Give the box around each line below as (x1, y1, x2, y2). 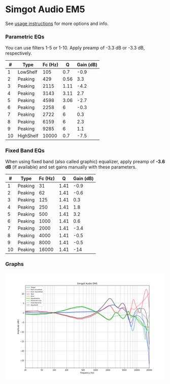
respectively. (5, 50, 32, 57)
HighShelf (17, 133, 39, 139)
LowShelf (17, 69, 38, 75)
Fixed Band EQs (5, 147, 45, 154)
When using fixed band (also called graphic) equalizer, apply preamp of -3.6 (5, 159, 165, 165)
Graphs (5, 261, 24, 268)
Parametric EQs (5, 33, 45, 40)
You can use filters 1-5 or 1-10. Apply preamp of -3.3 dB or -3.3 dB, (5, 45, 145, 51)
